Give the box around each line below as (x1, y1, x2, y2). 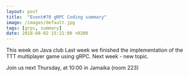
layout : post (6, 8, 38, 15)
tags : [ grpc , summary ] (6, 25, 62, 31)
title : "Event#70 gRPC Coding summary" (6, 14, 107, 20)
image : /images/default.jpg (6, 19, 76, 25)
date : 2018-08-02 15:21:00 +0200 (6, 31, 89, 36)
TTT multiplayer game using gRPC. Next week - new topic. (6, 53, 149, 60)
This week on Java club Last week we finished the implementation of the (6, 46, 183, 53)
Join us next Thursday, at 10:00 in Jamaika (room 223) (6, 64, 139, 71)
